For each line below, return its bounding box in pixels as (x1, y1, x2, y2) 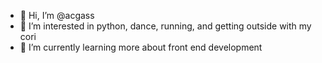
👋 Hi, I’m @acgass (19, 10, 95, 21)
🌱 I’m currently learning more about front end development (19, 41, 263, 53)
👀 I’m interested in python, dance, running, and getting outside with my (19, 20, 312, 32)
